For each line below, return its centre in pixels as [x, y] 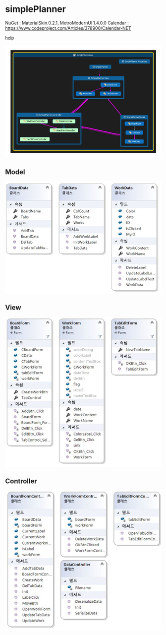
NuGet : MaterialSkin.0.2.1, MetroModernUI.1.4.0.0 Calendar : [67, 23]
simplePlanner [35, 9]
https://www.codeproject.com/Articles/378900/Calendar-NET [68, 28]
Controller [21, 481]
